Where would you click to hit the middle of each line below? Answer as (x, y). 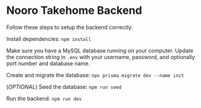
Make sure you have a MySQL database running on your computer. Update (100, 50)
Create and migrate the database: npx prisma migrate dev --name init (95, 75)
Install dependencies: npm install (49, 39)
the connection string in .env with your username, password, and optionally (101, 57)
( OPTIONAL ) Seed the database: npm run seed (64, 87)
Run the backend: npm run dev (44, 98)
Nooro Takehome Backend (74, 11)
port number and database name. (48, 63)
